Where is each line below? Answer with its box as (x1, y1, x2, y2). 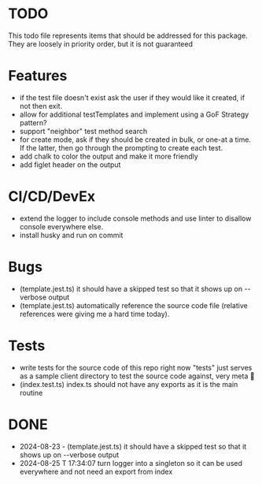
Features (8, 67, 68, 85)
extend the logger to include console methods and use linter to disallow (19, 214, 252, 223)
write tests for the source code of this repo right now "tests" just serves (19, 363, 253, 372)
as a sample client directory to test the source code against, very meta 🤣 (19, 371, 255, 381)
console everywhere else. (19, 222, 104, 231)
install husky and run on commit (19, 230, 124, 240)
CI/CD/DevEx (8, 188, 96, 206)
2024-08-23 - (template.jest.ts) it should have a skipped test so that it (19, 441, 247, 451)
